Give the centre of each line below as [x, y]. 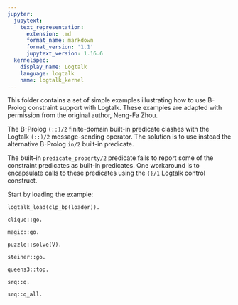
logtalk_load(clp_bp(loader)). [54, 208]
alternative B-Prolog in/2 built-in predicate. [71, 144]
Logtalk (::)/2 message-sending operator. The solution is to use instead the [119, 137]
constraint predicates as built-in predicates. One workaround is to [104, 166]
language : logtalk [47, 73]
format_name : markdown [60, 41]
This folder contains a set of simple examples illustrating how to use [107, 100]
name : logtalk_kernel [52, 80]
